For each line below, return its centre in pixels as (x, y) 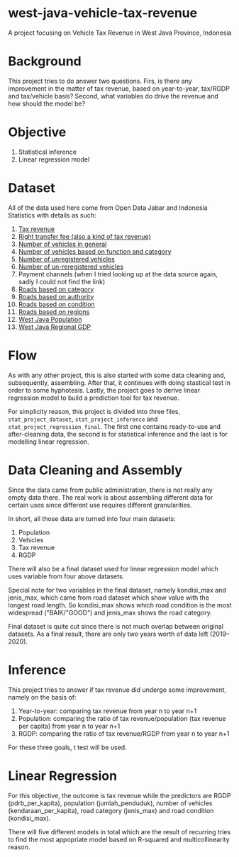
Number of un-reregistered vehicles (71, 267)
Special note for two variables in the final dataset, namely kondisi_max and (117, 590)
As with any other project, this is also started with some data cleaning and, (117, 375)
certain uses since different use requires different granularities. (100, 505)
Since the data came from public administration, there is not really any (111, 490)
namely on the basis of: (42, 697)
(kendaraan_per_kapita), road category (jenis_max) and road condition (111, 810)
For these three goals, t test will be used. (67, 747)
